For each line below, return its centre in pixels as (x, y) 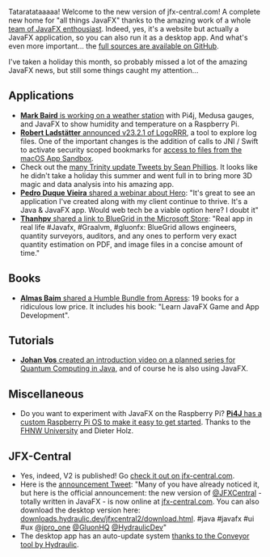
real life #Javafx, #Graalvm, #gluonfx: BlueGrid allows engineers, (128, 227)
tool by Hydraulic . (49, 545)
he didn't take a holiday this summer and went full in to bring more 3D (136, 175)
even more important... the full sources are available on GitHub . (114, 46)
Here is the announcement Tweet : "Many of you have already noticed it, (140, 484)
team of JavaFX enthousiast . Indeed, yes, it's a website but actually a (124, 29)
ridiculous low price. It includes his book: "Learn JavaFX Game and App (140, 306)
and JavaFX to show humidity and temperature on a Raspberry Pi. (130, 124)
